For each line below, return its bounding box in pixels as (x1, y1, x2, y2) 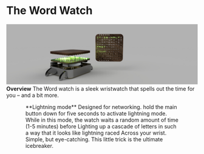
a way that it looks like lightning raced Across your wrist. (25, 129, 167, 137)
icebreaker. (25, 142, 53, 150)
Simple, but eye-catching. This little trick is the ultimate (25, 136, 163, 143)
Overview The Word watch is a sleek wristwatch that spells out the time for (6, 85, 195, 93)
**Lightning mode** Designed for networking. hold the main (25, 103, 177, 111)
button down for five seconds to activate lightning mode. (25, 110, 167, 117)
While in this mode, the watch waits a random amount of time (25, 116, 179, 124)
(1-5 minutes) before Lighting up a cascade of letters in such (25, 123, 177, 130)
